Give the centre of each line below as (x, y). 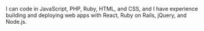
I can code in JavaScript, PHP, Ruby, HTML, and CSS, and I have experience (102, 9)
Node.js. (16, 22)
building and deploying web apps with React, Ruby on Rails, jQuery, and (96, 15)
